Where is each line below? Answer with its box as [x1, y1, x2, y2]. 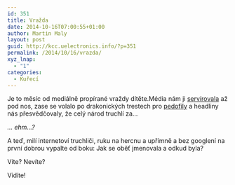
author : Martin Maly [7, 29, 68, 37]
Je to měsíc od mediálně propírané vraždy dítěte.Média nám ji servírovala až [7, 95, 228, 103]
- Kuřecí [13, 75, 39, 83]
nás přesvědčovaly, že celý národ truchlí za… [7, 109, 138, 118]
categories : [7, 69, 42, 76]
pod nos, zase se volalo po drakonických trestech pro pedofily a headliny [7, 102, 219, 111]
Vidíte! [7, 171, 26, 179]
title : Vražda [7, 17, 49, 24]
